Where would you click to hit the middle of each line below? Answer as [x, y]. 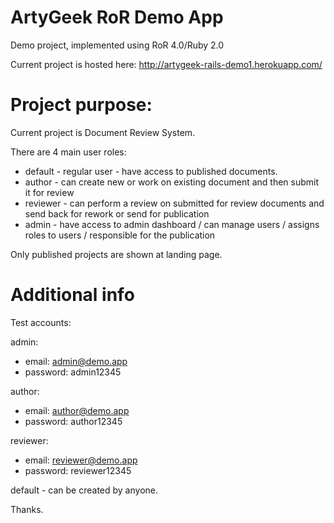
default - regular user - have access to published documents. [151, 171]
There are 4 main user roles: [68, 152]
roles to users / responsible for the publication [120, 235]
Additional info [72, 295]
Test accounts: [41, 322]
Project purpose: [81, 105]
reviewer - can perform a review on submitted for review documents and [174, 203]
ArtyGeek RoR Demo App [117, 17]
